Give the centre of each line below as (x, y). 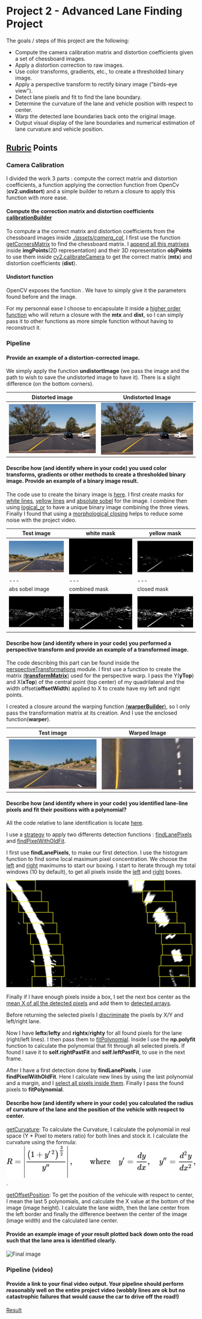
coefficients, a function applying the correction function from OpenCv (93, 184)
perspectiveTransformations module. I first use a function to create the (94, 669)
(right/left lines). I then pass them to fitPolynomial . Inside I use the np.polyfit (101, 1039)
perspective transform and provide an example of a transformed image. (98, 650)
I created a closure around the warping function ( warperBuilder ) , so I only (98, 707)
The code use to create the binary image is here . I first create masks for (95, 494)
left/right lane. (23, 1021)
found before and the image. (41, 297)
